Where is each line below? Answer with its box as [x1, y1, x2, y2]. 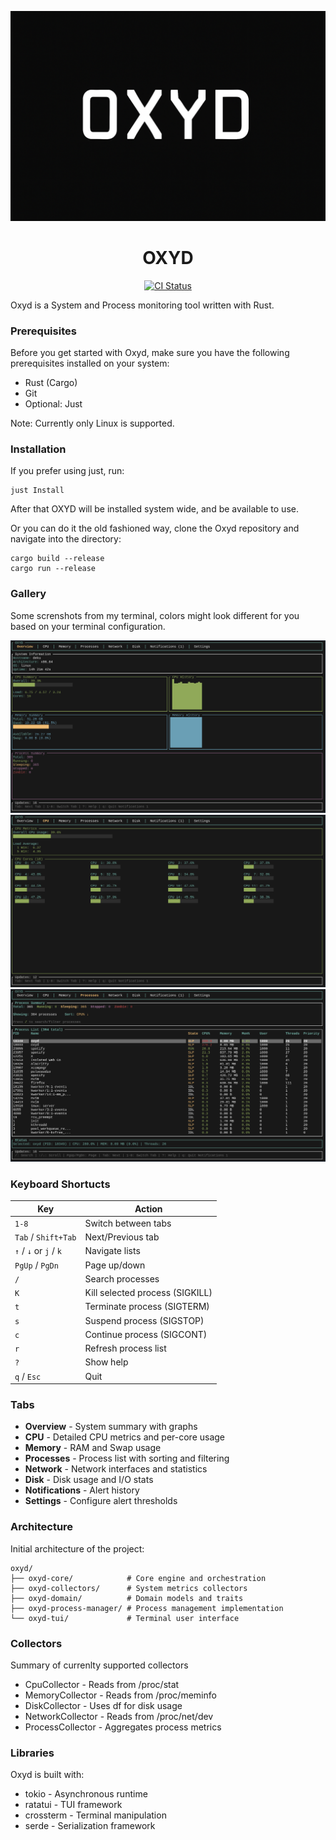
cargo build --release [10, 554, 105, 564]
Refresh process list [84, 1342, 167, 1355]
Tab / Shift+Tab [14, 1231, 77, 1243]
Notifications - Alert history [24, 1484, 140, 1496]
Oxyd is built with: [10, 1769, 85, 1781]
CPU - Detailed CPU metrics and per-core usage [24, 1431, 226, 1443]
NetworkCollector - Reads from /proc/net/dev [24, 1711, 214, 1723]
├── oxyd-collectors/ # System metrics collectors [10, 1583, 248, 1593]
